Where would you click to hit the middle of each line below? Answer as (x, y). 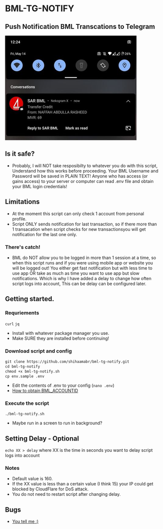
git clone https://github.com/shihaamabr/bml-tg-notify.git (67, 362)
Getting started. (30, 299)
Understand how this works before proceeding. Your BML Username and (85, 171)
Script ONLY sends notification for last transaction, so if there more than (84, 224)
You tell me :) (25, 522)
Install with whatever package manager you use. (61, 333)
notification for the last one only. (45, 234)
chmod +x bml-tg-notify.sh (32, 371)
